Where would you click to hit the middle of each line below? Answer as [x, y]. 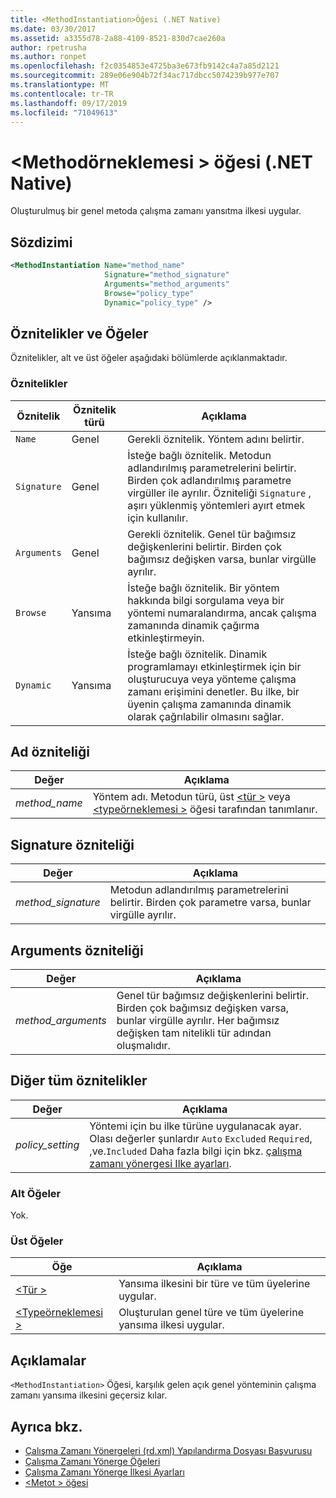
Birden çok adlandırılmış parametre [209, 480]
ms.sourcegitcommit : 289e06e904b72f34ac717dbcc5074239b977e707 [145, 76]
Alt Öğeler [36, 1193]
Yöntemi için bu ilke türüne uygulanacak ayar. [195, 1126]
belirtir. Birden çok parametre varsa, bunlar [210, 903]
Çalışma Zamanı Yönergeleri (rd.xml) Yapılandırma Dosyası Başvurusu [168, 1451]
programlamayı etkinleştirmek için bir [214, 666]
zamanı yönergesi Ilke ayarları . [160, 1163]
